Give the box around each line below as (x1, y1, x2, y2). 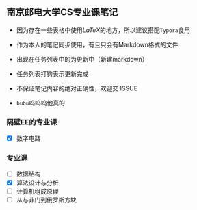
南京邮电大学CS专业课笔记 (6, 6, 118, 18)
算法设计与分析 (16, 179, 59, 187)
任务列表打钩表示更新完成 (16, 69, 89, 77)
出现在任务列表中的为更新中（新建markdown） (16, 55, 148, 63)
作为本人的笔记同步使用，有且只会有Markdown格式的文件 (16, 40, 179, 49)
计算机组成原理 (16, 187, 59, 195)
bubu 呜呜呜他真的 (16, 99, 66, 107)
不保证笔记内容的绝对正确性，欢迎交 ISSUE (16, 84, 138, 92)
